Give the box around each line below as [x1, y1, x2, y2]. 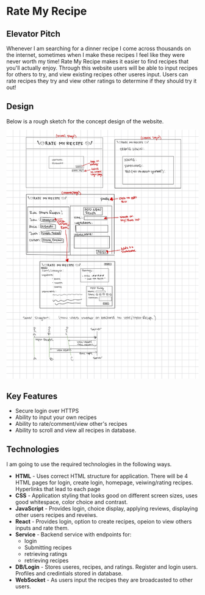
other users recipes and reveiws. [15, 511, 98, 519]
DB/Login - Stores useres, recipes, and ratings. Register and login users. [15, 563, 198, 571]
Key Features [6, 391, 58, 401]
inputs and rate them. [15, 524, 69, 531]
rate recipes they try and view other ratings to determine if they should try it [6, 78, 197, 84]
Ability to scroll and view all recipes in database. [15, 426, 137, 434]
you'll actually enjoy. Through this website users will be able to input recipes [6, 64, 198, 71]
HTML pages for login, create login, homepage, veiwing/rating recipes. [15, 478, 193, 486]
